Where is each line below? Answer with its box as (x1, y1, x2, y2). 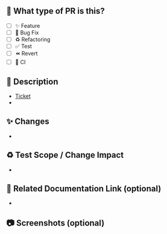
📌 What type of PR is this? (6, 6, 106, 16)
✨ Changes (6, 116, 49, 127)
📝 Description (6, 76, 58, 86)
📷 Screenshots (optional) (6, 218, 105, 228)
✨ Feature (14, 22, 40, 29)
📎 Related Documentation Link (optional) (6, 183, 162, 193)
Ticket (14, 92, 31, 100)
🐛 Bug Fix (14, 28, 39, 36)
